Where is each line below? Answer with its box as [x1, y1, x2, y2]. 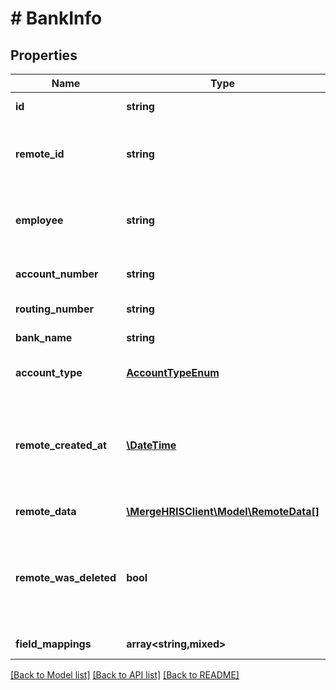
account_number [15, 267, 99, 281]
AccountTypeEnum [126, 366, 220, 379]
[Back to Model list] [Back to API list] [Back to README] [10, 669, 240, 681]
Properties [10, 47, 78, 64]
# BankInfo [10, 7, 103, 30]
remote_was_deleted [15, 571, 117, 584]
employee [15, 213, 64, 227]
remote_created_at [15, 438, 107, 452]
